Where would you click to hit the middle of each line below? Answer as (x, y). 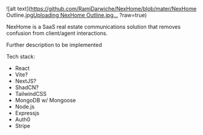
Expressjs (27, 113)
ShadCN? (27, 87)
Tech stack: (21, 56)
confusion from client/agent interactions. (57, 33)
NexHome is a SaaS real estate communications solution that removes (94, 27)
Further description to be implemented (54, 45)
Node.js (25, 107)
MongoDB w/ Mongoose (45, 100)
